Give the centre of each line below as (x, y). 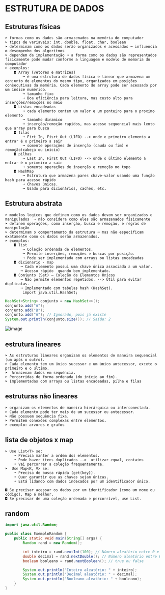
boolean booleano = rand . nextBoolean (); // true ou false (83, 561)
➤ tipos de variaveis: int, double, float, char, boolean (66, 42)
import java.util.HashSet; (50, 292)
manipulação (17, 228)
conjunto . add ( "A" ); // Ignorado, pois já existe (56, 315)
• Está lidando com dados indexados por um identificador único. (82, 481)
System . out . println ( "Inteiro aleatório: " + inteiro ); (80, 570)
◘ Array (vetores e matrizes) (45, 72)
